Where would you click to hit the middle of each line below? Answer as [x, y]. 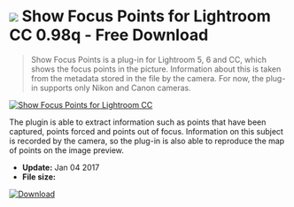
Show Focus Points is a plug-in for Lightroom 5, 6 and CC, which [149, 59]
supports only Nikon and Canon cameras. [116, 88]
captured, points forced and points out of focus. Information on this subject [146, 131]
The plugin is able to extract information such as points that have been [138, 122]
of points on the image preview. [66, 150]
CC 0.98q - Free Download [109, 35]
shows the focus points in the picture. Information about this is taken [156, 69]
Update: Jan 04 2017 [61, 167]
